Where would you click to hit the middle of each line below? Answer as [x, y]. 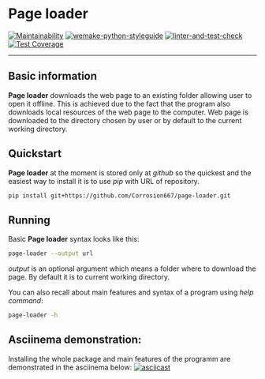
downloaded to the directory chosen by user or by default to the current [125, 120]
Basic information [52, 76]
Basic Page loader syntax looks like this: [74, 239]
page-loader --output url [50, 253]
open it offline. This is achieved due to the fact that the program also [119, 103]
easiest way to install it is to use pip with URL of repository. [104, 181]
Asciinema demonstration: [75, 340]
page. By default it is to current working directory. [89, 277]
